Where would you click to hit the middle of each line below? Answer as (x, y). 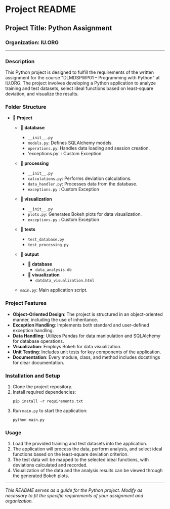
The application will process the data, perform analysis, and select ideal (88, 449)
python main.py (29, 420)
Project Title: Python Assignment (59, 28)
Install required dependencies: (44, 392)
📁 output (29, 254)
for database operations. (38, 341)
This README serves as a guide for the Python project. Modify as (74, 490)
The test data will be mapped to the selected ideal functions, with (81, 460)
